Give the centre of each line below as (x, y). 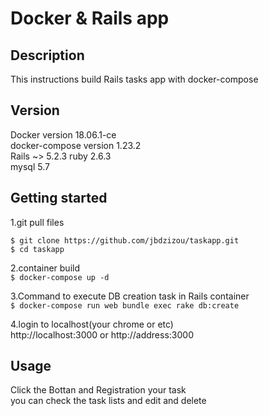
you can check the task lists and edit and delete (108, 401)
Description (47, 55)
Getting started (59, 198)
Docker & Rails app (90, 18)
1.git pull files (37, 222)
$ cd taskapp (37, 249)
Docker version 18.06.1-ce (63, 134)
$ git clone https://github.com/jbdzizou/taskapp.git (125, 240)
